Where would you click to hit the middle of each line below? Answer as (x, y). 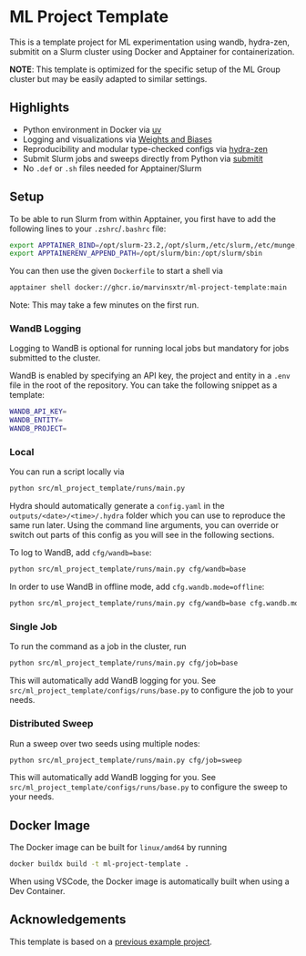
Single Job (33, 626)
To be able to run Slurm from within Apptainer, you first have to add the (143, 219)
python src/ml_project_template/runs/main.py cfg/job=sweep (126, 760)
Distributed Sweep (51, 724)
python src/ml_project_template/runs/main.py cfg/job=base (124, 663)
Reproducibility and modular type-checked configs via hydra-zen (145, 148)
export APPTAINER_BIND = (55, 245)
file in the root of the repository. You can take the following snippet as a (143, 385)
